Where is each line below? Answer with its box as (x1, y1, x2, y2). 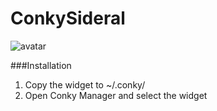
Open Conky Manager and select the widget (24, 89, 208, 101)
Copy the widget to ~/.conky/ (24, 78, 146, 91)
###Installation (10, 59, 72, 71)
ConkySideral (10, 7, 126, 30)
